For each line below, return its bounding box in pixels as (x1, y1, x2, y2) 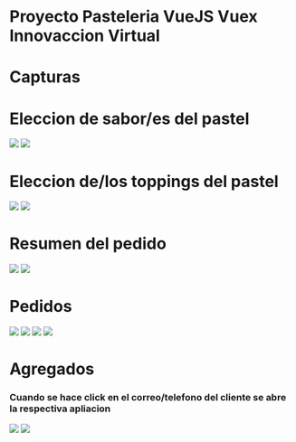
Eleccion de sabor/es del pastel (9, 108, 250, 128)
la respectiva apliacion (9, 402, 111, 415)
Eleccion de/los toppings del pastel (9, 171, 279, 192)
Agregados (9, 359, 95, 380)
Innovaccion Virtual (9, 25, 160, 46)
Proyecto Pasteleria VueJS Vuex (9, 6, 258, 27)
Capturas (9, 67, 81, 88)
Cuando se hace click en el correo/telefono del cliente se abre (9, 391, 287, 404)
